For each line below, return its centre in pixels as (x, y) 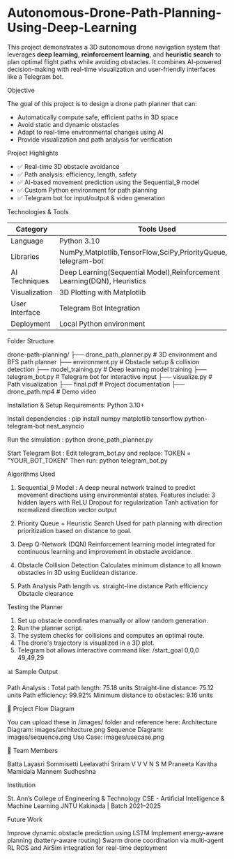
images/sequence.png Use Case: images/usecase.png (86, 737)
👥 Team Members (32, 750)
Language (27, 241)
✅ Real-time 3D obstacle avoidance (68, 166)
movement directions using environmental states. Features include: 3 (116, 495)
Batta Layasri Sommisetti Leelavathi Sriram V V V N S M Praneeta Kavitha (112, 764)
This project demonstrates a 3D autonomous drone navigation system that (114, 47)
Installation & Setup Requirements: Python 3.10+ (76, 405)
